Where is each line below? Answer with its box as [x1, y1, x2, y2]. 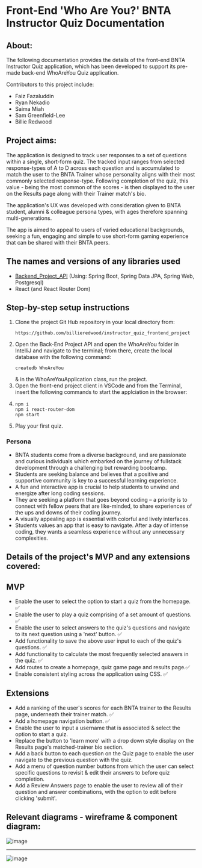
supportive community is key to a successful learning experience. [14, 476, 179, 484]
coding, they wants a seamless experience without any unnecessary [14, 528, 185, 535]
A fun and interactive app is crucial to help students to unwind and [14, 483, 180, 490]
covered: [6, 561, 41, 572]
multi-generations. [6, 214, 52, 222]
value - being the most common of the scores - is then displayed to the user [6, 183, 195, 190]
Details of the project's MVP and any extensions [6, 552, 191, 562]
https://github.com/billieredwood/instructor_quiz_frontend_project [14, 330, 191, 336]
